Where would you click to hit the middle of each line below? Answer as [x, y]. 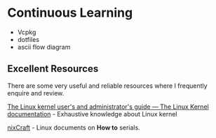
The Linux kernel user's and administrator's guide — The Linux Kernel [108, 107]
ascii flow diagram [44, 47]
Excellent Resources [53, 69]
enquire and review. [36, 93]
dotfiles [28, 39]
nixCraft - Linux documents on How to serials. [74, 128]
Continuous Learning [70, 13]
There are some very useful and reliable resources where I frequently [108, 86]
